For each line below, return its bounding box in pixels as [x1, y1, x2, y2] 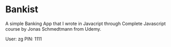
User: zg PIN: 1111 [5, 36, 42, 42]
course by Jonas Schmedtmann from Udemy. [5, 26, 102, 32]
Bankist [5, 4, 39, 15]
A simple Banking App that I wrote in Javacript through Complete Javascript [5, 20, 166, 27]
